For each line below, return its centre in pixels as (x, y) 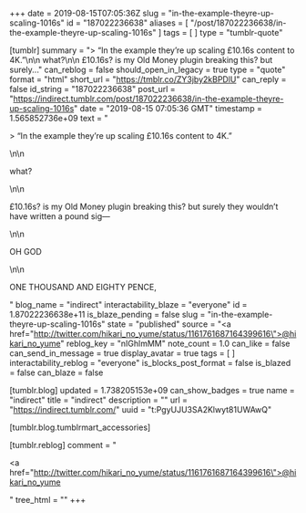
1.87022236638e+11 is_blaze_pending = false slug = (107, 314)
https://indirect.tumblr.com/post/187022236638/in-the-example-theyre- (148, 99)
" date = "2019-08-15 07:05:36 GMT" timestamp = (168, 108)
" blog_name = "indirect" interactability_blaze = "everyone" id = (128, 304)
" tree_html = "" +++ (48, 500)
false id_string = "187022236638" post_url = (92, 89)
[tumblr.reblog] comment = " (63, 445)
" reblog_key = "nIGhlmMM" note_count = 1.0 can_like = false (175, 343)
